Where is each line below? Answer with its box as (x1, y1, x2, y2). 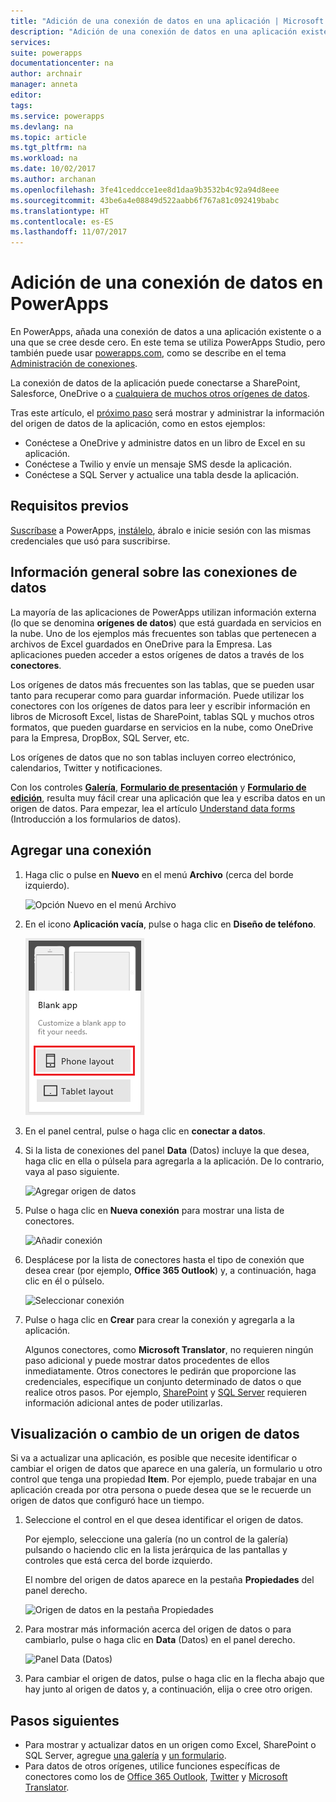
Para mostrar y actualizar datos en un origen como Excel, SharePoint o (24, 1739, 317, 1751)
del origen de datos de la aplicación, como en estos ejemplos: (10, 418, 266, 430)
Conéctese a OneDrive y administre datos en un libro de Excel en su (24, 437, 306, 449)
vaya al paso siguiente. (24, 1165, 120, 1177)
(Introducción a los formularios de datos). (10, 813, 182, 825)
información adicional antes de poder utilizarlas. (24, 1396, 223, 1409)
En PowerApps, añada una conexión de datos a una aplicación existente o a (10, 326, 322, 338)
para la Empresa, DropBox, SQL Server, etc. (10, 731, 190, 744)
